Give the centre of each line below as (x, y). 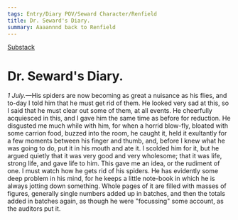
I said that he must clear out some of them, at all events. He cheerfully (110, 111)
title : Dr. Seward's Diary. (49, 21)
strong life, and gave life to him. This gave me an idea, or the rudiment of (114, 163)
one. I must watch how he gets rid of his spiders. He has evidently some (113, 171)
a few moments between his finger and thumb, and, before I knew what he (116, 141)
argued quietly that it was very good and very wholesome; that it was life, (115, 156)
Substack (21, 48)
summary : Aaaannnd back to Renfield (61, 27)
